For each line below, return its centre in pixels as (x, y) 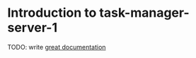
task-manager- (144, 13)
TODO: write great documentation (57, 47)
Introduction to (52, 13)
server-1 (33, 28)
